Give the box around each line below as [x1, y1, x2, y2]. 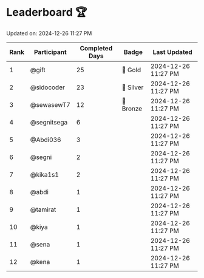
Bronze [121, 104, 143, 113]
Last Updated [152, 47, 192, 56]
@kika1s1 [30, 170, 59, 178]
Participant [33, 47, 67, 56]
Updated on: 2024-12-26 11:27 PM [6, 29, 92, 37]
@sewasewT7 [30, 100, 71, 109]
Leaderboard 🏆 [6, 5, 87, 19]
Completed [80, 44, 113, 52]
